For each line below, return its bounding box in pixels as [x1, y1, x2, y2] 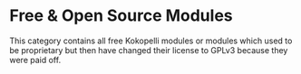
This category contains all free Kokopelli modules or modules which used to [9, 35, 293, 46]
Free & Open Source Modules [9, 5, 233, 26]
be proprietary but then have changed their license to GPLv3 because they [9, 44, 288, 55]
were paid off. [9, 54, 62, 65]
